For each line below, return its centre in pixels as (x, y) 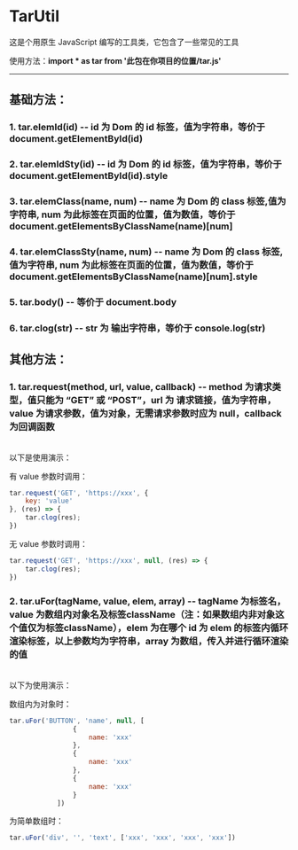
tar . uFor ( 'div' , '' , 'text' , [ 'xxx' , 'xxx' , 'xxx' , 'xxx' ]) (123, 838)
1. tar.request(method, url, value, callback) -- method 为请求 (141, 387)
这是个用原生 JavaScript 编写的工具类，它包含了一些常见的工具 (124, 42)
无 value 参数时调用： (49, 543)
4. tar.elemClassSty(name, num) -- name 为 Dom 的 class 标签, (146, 252)
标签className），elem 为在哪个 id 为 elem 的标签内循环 (167, 628)
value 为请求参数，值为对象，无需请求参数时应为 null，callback (145, 414)
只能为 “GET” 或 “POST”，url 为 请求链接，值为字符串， (157, 401)
